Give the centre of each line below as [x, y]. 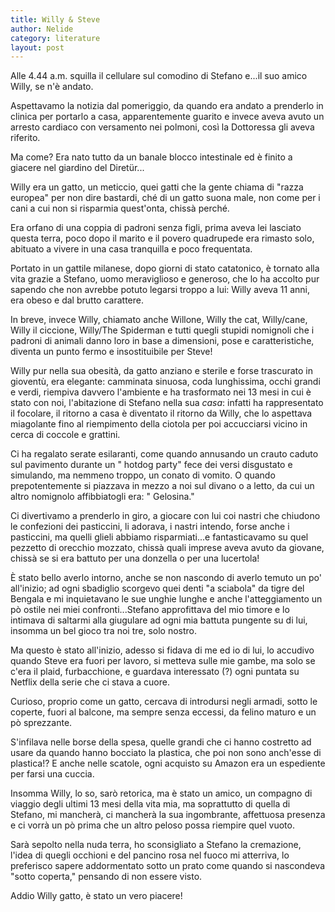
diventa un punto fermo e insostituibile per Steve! [111, 352]
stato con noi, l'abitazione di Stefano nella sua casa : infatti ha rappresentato [167, 403]
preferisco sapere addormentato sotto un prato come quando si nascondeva [167, 866]
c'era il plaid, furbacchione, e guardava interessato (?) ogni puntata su [155, 672]
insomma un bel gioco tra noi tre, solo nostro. [104, 631]
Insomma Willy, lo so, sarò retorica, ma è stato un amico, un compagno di [161, 793]
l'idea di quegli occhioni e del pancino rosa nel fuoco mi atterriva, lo [150, 855]
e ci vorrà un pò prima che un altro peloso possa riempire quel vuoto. [152, 825]
